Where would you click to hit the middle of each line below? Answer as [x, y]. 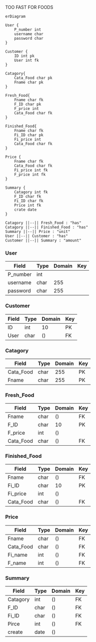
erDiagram [15, 17]
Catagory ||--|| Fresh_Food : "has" [43, 223]
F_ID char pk [28, 104]
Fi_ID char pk [29, 135]
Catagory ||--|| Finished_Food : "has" [47, 227]
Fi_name [17, 555]
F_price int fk [30, 175]
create [15, 632]
